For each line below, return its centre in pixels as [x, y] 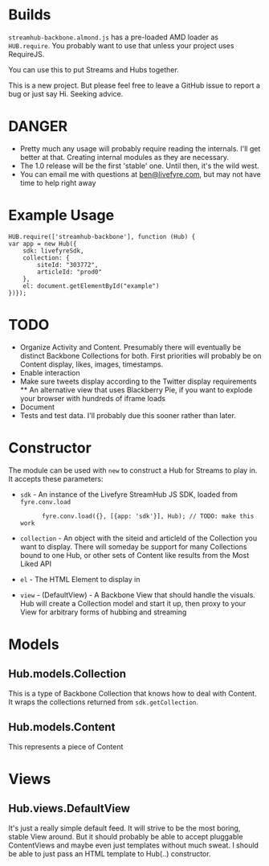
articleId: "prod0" [70, 272]
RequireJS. [26, 54]
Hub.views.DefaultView [69, 809]
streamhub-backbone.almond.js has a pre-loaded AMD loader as [114, 37]
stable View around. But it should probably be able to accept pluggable [126, 836]
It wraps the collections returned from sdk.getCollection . [104, 702]
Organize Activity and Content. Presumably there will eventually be [130, 347]
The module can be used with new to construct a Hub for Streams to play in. [133, 470]
